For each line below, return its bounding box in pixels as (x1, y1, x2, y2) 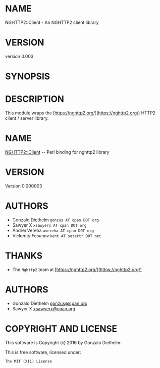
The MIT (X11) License (5, 359, 52, 364)
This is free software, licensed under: (5, 349, 81, 355)
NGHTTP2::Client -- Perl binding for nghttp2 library (5, 149, 110, 155)
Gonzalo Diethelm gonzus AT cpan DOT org (12, 217, 99, 223)
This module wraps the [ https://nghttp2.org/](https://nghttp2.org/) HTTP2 (5, 110, 156, 116)
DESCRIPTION (5, 93, 64, 105)
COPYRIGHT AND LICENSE (5, 323, 117, 334)
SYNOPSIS (5, 71, 51, 82)
